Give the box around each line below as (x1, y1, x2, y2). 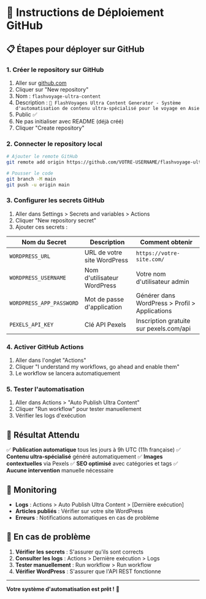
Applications (135, 307, 172, 315)
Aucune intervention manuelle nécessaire (6, 467, 114, 474)
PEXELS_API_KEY (9, 321, 54, 328)
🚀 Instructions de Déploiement (6, 6, 164, 20)
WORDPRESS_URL (9, 253, 51, 260)
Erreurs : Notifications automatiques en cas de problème (15, 514, 159, 522)
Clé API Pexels (85, 320, 127, 329)
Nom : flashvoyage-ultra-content (15, 92, 101, 100)
